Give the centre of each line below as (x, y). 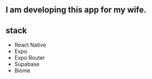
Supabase (27, 64)
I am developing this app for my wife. (76, 10)
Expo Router (30, 58)
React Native (30, 45)
